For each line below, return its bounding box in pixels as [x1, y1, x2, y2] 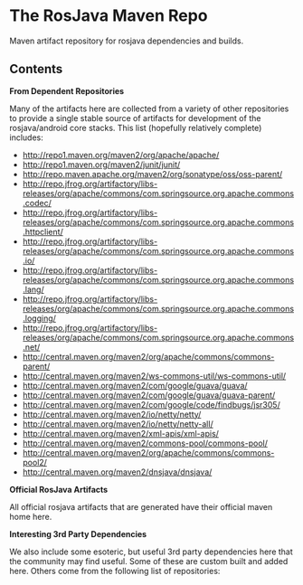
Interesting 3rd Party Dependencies [9, 528, 147, 539]
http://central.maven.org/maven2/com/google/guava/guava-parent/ [22, 390, 276, 401]
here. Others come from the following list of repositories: [9, 565, 221, 576]
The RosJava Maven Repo [9, 5, 208, 26]
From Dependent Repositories [9, 85, 125, 96]
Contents [9, 61, 63, 77]
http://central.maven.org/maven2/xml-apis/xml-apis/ [22, 428, 220, 439]
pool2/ [22, 457, 48, 467]
